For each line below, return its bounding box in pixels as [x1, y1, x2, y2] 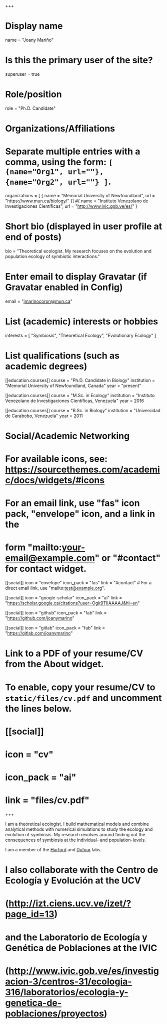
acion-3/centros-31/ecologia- [5, 976, 132, 987]
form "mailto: [5, 542, 62, 553]
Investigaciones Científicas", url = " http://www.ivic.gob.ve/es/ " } [5, 203, 137, 209]
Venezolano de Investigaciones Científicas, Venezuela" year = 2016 [5, 398, 144, 404]
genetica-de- [5, 997, 61, 1008]
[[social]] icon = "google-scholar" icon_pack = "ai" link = [5, 595, 122, 601]
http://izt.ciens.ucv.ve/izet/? [8, 898, 131, 909]
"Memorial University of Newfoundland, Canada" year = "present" [5, 382, 141, 389]
